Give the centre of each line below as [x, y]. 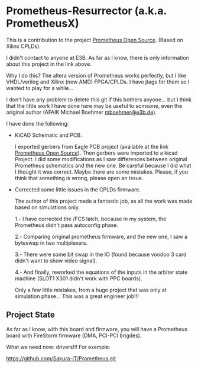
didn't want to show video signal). [56, 260]
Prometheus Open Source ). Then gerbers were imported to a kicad [96, 153]
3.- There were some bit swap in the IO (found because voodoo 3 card [101, 254]
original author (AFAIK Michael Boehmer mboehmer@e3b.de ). [82, 112]
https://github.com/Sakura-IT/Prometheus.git [61, 358]
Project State [30, 315]
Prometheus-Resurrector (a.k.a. [86, 11]
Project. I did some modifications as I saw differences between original [101, 159]
